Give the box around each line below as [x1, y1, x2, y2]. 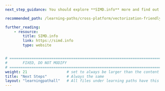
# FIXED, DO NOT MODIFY [5, 60, 67, 65]
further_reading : [5, 25, 41, 30]
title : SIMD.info [23, 34, 58, 39]
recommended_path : [5, 16, 43, 21]
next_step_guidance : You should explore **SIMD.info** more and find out [5, 7, 160, 12]
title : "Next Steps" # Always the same [5, 74, 105, 79]
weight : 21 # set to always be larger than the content [5, 69, 160, 74]
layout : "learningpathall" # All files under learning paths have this [5, 78, 160, 83]
